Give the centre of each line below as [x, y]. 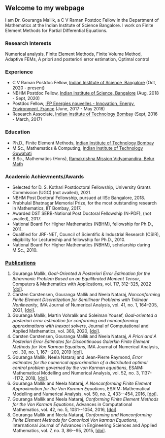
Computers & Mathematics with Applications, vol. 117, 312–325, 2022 [82, 284]
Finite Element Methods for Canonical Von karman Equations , [75, 420]
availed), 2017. [27, 219]
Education [18, 132]
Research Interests [28, 43]
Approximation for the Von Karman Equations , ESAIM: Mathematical [81, 389]
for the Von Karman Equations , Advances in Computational [72, 404]
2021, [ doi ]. [24, 310]
